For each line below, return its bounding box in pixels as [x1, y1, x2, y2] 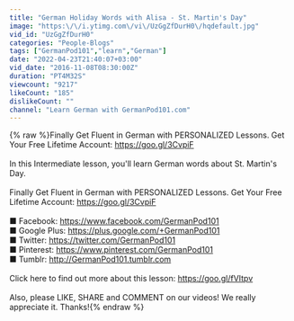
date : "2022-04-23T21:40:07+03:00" [9, 55, 143, 64]
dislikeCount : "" [9, 96, 75, 106]
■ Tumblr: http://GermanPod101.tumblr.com [9, 254, 172, 265]
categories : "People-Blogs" [9, 38, 115, 48]
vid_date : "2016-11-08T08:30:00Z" [9, 64, 139, 73]
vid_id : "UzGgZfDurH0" [9, 30, 94, 39]
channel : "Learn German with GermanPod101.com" [9, 105, 192, 114]
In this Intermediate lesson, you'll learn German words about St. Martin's [9, 158, 277, 169]
